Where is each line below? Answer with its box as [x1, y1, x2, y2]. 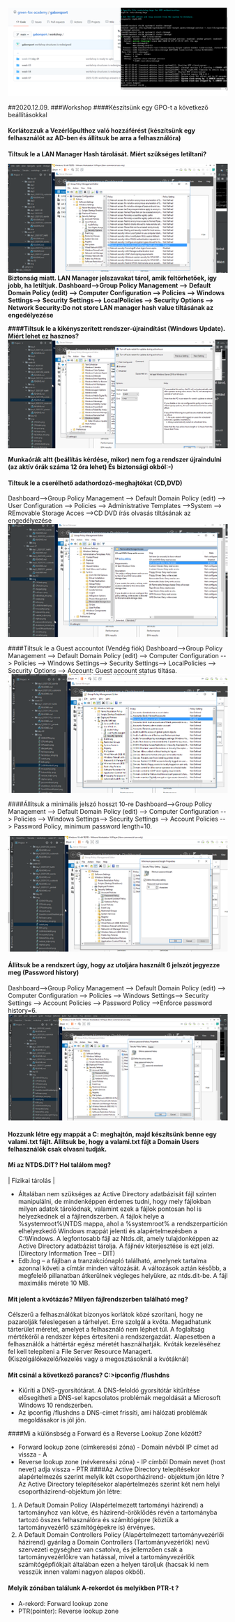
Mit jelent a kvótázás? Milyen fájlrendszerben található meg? [8, 1295, 188, 1303]
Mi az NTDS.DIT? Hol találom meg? [8, 1161, 111, 1169]
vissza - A [17, 1450, 47, 1459]
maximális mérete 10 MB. [17, 1279, 90, 1287]
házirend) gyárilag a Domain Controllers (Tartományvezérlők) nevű [17, 1538, 210, 1547]
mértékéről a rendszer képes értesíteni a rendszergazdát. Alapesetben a [8, 1332, 215, 1341]
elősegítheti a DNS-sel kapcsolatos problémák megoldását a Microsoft [17, 1394, 221, 1402]
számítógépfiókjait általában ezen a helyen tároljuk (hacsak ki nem [17, 1561, 209, 1569]
